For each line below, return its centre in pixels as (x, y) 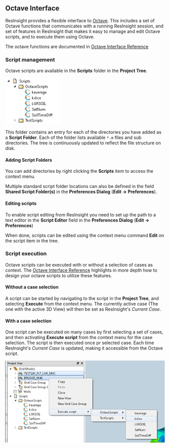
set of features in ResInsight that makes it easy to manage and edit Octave (83, 31)
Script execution (26, 254)
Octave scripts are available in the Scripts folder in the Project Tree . (76, 71)
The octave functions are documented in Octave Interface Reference (77, 46)
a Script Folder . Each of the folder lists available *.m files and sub (73, 138)
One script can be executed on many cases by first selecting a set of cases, (84, 332)
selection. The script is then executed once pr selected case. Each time (80, 343)
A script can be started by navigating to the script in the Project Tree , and (82, 298)
